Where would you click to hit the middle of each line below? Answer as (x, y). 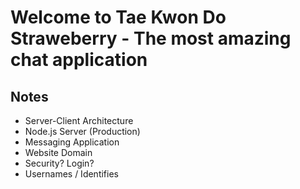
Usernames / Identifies (71, 174)
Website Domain (58, 152)
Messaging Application (72, 142)
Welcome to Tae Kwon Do (118, 17)
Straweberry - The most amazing (151, 38)
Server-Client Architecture (79, 120)
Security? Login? (59, 163)
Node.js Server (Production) (82, 131)
